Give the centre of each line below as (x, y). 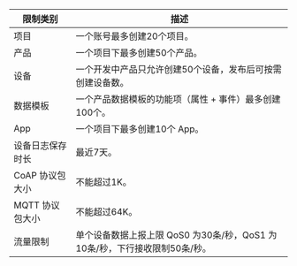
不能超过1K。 (104, 182)
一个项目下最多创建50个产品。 (139, 53)
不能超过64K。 (107, 212)
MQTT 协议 (37, 205)
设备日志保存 (41, 145)
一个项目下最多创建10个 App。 (140, 129)
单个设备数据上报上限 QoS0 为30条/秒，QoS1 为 (176, 235)
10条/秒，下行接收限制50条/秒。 (144, 248)
